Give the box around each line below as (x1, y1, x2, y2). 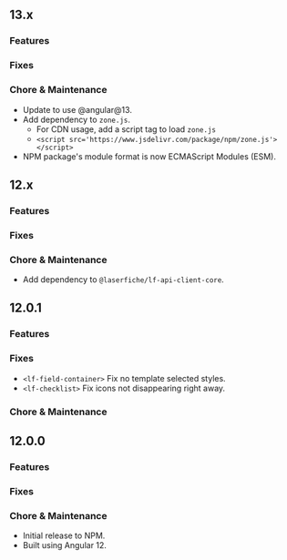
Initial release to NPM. (22, 530, 106, 541)
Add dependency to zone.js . (22, 114, 130, 125)
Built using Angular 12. (22, 540, 108, 551)
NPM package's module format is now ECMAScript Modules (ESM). (22, 150, 276, 162)
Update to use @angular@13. (22, 104, 132, 115)
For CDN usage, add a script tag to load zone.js (36, 123, 217, 135)
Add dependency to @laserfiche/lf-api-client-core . (22, 274, 225, 285)
